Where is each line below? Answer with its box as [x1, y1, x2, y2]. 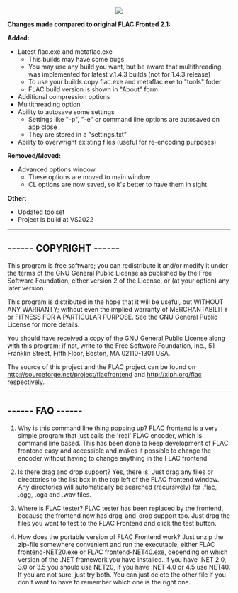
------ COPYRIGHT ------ [7, 242, 120, 254]
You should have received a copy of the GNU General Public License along [7, 334, 225, 342]
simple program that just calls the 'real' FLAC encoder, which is [17, 431, 203, 439]
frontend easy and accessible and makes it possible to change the [17, 446, 211, 455]
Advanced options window [17, 165, 96, 174]
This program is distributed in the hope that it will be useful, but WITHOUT [7, 298, 224, 306]
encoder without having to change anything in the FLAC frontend [17, 453, 208, 462]
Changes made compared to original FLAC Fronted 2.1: [7, 20, 171, 28]
